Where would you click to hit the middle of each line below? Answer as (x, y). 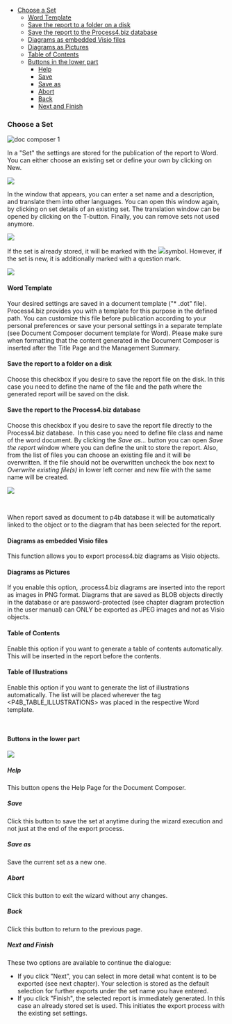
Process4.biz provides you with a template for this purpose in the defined (112, 311)
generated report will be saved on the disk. (68, 394)
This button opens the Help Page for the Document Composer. (97, 787)
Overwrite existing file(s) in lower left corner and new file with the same (109, 470)
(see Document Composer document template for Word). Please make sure (115, 333)
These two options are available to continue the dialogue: (89, 962)
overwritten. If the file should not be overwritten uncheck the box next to (111, 462)
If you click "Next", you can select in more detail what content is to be (117, 976)
